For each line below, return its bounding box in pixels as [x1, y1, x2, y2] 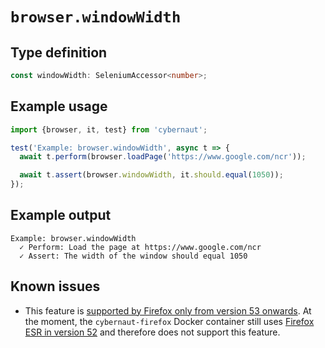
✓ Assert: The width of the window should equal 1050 [19, 251, 248, 261]
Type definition [10, 44, 108, 61]
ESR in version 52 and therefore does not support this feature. [24, 326, 281, 338]
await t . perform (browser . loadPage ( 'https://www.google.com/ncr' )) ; [19, 152, 307, 162]
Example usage [10, 98, 108, 115]
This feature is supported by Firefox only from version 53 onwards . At [24, 304, 312, 317]
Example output [10, 207, 112, 224]
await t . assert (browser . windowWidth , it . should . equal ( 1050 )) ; [19, 170, 284, 180]
